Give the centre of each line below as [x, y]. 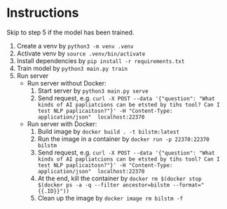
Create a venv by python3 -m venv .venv [75, 46]
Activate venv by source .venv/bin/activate [81, 53]
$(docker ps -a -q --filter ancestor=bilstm [104, 185]
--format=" [188, 185]
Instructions [43, 13]
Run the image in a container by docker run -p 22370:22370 [123, 139]
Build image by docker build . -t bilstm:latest [109, 131]
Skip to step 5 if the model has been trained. [70, 32]
